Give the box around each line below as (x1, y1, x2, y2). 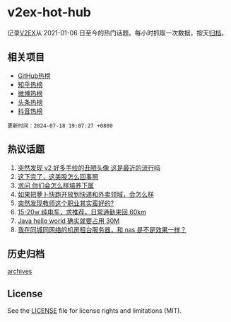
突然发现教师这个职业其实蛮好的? (17, 199, 114, 207)
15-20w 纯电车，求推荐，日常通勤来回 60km (17, 207, 146, 216)
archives (7, 267, 32, 276)
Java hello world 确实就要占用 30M (17, 217, 120, 225)
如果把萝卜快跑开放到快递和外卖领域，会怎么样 (17, 190, 154, 198)
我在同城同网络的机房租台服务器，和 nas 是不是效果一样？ (17, 225, 187, 234)
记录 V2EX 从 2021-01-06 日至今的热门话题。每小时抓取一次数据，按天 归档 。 (7, 28, 228, 37)
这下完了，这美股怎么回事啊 (17, 172, 99, 180)
